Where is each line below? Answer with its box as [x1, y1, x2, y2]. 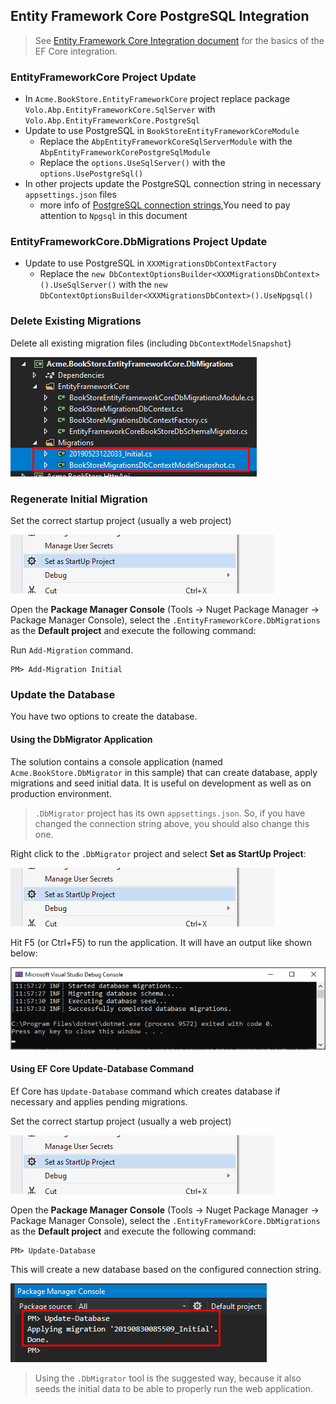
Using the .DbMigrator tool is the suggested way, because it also [34, 1372, 302, 1384]
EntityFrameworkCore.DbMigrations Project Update [10, 235, 268, 249]
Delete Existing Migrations [10, 314, 142, 328]
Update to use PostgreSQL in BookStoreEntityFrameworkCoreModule [24, 125, 300, 137]
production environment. [10, 787, 112, 799]
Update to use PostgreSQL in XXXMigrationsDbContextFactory [24, 257, 277, 269]
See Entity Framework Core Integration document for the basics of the [34, 34, 325, 46]
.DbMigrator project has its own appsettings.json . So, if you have [34, 807, 306, 819]
